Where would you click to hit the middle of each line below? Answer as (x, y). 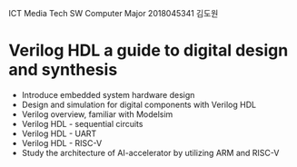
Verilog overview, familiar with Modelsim (97, 114)
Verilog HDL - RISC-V (62, 142)
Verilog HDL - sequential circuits (82, 123)
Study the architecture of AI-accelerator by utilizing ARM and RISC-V (150, 152)
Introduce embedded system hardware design (108, 94)
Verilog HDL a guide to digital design (148, 50)
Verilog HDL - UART (59, 133)
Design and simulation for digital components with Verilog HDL (139, 104)
